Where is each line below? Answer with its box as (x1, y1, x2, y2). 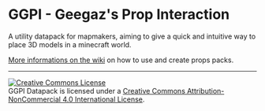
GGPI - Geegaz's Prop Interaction (8, 6, 230, 24)
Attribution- (186, 86, 225, 95)
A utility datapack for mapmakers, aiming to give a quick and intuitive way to (8, 31, 256, 41)
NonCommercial (8, 94, 62, 104)
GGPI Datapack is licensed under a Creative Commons (8, 86, 185, 95)
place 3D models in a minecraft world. (8, 39, 132, 49)
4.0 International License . (62, 94, 145, 104)
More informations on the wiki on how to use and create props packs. (8, 55, 234, 65)
